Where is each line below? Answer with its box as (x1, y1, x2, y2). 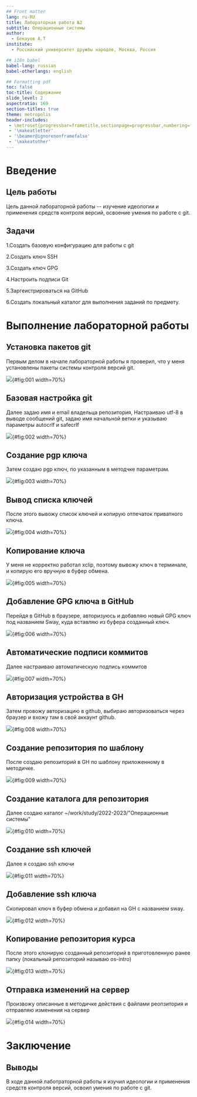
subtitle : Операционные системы (6, 25, 85, 31)
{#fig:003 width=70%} (12, 478, 67, 485)
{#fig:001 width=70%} (12, 376, 66, 383)
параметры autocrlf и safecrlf (6, 421, 79, 428)
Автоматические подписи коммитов (6, 647, 148, 657)
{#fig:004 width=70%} (12, 529, 67, 536)
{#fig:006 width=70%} (12, 630, 67, 637)
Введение (6, 164, 57, 178)
